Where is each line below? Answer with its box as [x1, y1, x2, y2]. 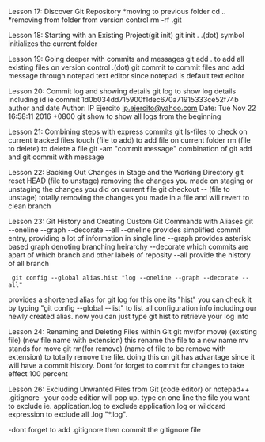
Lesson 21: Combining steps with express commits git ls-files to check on [8, 127, 248, 136]
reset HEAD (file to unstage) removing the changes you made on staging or [8, 176, 253, 185]
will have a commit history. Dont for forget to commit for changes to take [8, 360, 244, 370]
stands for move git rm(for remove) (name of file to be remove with [8, 344, 227, 353]
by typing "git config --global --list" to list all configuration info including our [8, 303, 257, 312]
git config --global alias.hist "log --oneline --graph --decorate [11, 274, 239, 282]
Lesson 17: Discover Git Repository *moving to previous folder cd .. [8, 7, 226, 16]
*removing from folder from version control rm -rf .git [8, 15, 182, 25]
